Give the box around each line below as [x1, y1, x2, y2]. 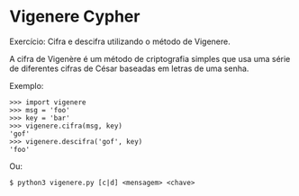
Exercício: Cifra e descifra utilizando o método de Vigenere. [9, 36, 231, 47]
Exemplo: [9, 80, 44, 91]
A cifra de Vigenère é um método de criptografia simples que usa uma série [9, 53, 291, 64]
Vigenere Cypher [9, 6, 140, 27]
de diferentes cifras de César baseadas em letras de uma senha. [9, 63, 249, 74]
